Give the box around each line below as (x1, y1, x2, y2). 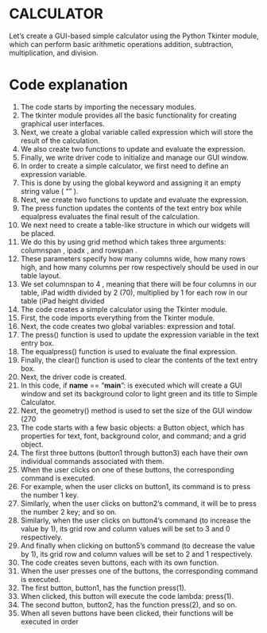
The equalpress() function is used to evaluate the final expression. (20, 346, 238, 356)
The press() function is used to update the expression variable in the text (20, 330, 259, 339)
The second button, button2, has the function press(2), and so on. (20, 600, 238, 609)
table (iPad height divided (20, 295, 105, 306)
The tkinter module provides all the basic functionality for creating (20, 110, 237, 120)
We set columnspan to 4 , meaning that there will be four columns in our (20, 279, 257, 288)
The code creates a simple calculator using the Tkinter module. (20, 304, 228, 314)
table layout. (20, 271, 62, 280)
